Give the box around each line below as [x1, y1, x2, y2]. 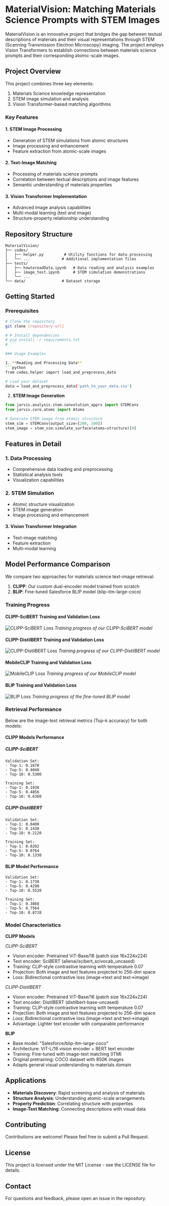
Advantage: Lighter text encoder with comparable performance [12, 1021, 145, 1027]
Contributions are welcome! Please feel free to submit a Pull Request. [5, 1134, 149, 1140]
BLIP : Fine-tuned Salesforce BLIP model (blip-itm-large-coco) [12, 589, 141, 595]
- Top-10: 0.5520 [5, 888, 42, 893]
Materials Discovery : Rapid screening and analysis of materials [12, 1090, 145, 1096]
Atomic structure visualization [12, 501, 75, 507]
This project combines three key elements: [5, 80, 94, 86]
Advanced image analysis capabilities [12, 205, 91, 211]
